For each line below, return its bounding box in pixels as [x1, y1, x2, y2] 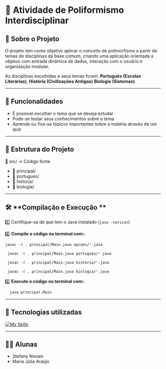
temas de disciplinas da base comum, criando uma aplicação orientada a [5, 53, 154, 59]
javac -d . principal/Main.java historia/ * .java [7, 260, 110, 265]
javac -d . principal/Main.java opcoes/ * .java [5, 242, 103, 247]
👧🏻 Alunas [5, 340, 38, 349]
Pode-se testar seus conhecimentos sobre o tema [12, 116, 115, 122]
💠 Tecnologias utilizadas [5, 308, 82, 317]
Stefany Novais [12, 353, 43, 359]
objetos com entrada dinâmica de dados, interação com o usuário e [5, 58, 143, 64]
